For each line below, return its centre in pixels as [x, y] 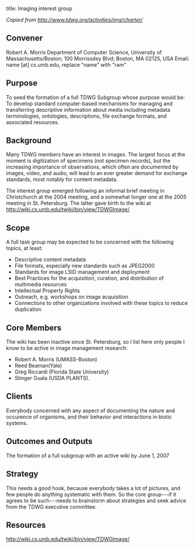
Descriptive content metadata [50, 259]
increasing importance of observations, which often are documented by [93, 167]
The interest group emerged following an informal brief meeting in [85, 191]
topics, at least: [25, 248]
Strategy [22, 474]
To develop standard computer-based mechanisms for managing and [90, 103]
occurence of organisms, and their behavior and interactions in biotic [89, 417]
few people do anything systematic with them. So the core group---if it [91, 494]
